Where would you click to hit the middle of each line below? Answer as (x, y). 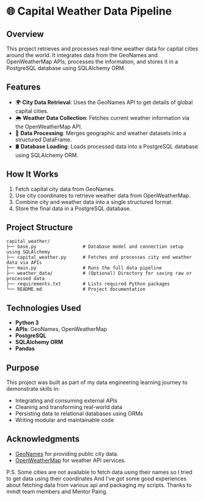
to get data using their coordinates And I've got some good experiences (97, 478)
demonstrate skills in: (33, 389)
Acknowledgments (43, 439)
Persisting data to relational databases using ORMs (79, 414)
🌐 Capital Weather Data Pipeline (89, 11)
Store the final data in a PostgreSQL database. (73, 208)
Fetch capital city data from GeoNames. (65, 189)
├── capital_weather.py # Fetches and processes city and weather (99, 258)
